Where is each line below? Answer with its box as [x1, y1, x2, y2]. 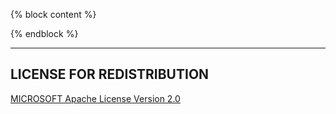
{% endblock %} [10, 28, 79, 39]
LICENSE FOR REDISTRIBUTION [10, 66, 210, 83]
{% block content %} [10, 9, 97, 20]
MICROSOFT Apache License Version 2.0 [10, 92, 181, 104]
